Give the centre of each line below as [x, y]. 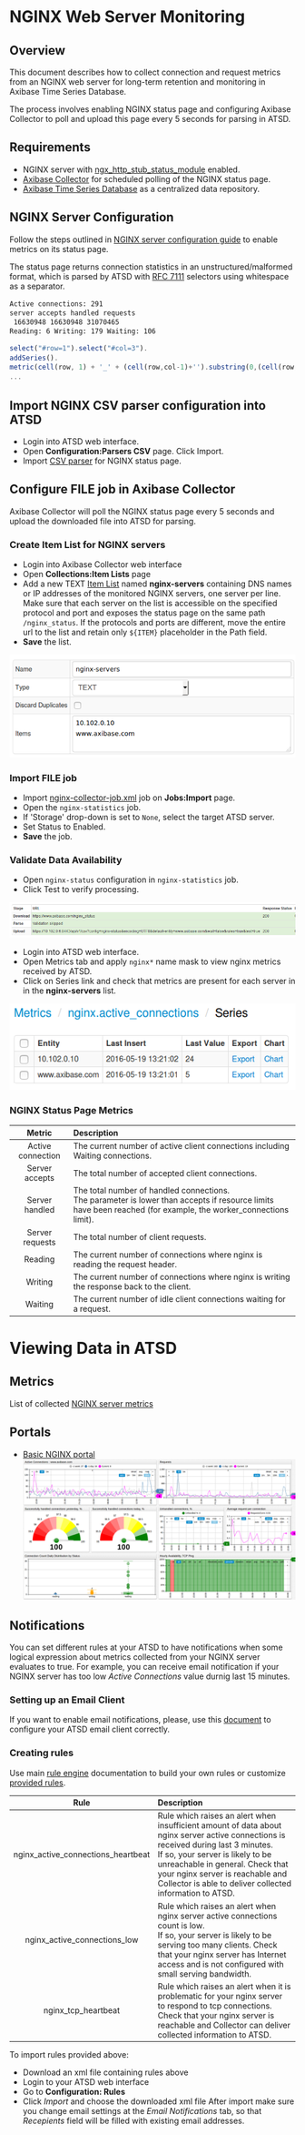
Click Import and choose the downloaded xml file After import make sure [158, 2101]
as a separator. [37, 286]
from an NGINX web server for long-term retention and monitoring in [138, 82]
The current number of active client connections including [182, 1145]
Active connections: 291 [56, 304]
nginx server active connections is [221, 1835]
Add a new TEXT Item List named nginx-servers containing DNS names [157, 584]
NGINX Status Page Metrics [72, 1110]
